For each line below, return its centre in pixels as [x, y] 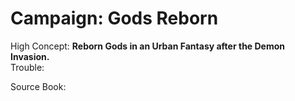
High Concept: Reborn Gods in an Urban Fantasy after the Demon [148, 46]
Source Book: [38, 86]
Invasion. [30, 56]
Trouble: [27, 67]
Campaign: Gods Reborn [114, 18]
